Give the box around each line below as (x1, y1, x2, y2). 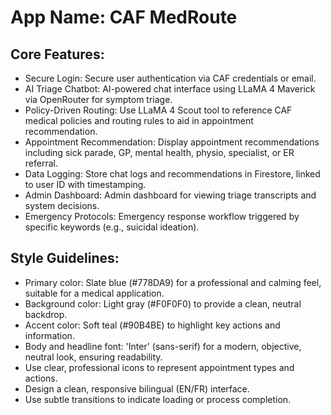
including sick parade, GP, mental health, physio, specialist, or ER (24, 147, 295, 158)
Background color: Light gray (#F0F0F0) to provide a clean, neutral (24, 297, 302, 310)
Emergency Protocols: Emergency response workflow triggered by (24, 211, 300, 222)
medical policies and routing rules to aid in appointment (24, 115, 254, 126)
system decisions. (24, 200, 100, 211)
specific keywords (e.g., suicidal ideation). (24, 221, 200, 233)
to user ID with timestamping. (24, 179, 147, 190)
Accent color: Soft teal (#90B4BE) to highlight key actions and (24, 319, 281, 331)
